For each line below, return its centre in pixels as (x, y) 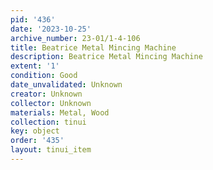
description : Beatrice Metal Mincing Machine (106, 57)
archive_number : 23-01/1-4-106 (75, 38)
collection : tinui (48, 122)
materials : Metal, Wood (60, 112)
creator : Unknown (46, 94)
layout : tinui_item (51, 150)
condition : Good (44, 76)
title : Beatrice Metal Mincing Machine (93, 47)
